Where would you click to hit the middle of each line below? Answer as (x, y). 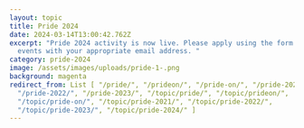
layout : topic (36, 18)
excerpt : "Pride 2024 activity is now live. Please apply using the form (152, 43)
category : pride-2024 (50, 59)
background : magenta (48, 77)
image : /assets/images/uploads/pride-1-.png (95, 69)
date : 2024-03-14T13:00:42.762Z (70, 34)
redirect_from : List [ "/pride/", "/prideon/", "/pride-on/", (129, 85)
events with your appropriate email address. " (109, 51)
